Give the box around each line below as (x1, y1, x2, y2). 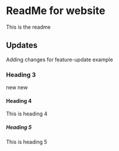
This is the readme (6, 23, 51, 30)
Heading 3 (6, 70, 36, 78)
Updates (6, 40, 38, 50)
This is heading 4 (6, 110, 48, 118)
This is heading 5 (6, 139, 48, 146)
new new (6, 84, 28, 91)
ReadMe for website (6, 4, 106, 18)
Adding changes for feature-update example (6, 56, 113, 63)
